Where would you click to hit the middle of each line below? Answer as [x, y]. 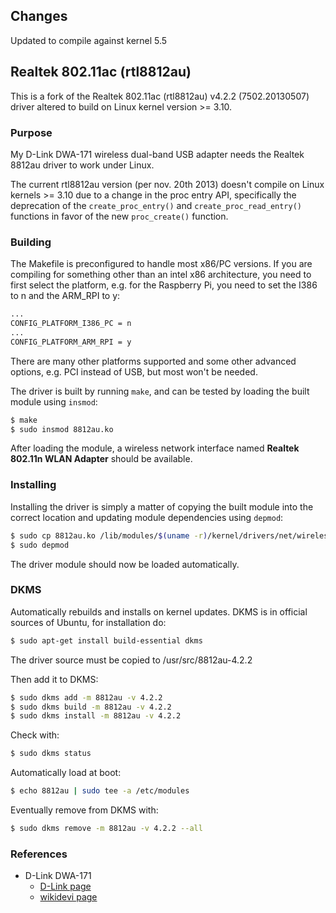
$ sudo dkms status [51, 754]
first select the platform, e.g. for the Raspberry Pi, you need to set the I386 [164, 285]
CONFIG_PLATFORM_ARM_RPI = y [71, 342]
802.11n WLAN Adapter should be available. [101, 459]
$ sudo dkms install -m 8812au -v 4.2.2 [96, 716]
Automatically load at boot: [66, 773]
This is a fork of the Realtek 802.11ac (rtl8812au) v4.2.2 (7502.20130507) [160, 96]
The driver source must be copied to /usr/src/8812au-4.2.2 [131, 660]
